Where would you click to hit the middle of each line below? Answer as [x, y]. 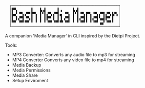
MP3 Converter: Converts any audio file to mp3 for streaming [73, 55]
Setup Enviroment [30, 80]
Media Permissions [31, 70]
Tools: [11, 45]
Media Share [25, 75]
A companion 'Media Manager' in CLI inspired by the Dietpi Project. [73, 36]
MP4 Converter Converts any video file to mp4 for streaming [73, 60]
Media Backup [27, 65]
